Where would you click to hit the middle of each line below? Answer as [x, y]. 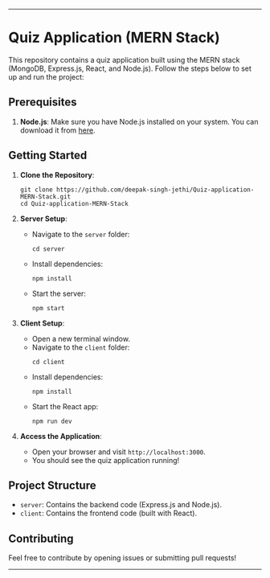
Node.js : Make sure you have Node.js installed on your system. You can [139, 121]
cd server [49, 249]
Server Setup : [43, 219]
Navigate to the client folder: [81, 347]
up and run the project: [46, 76]
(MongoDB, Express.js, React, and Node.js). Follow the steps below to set [130, 68]
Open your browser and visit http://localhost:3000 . [119, 452]
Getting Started [48, 156]
